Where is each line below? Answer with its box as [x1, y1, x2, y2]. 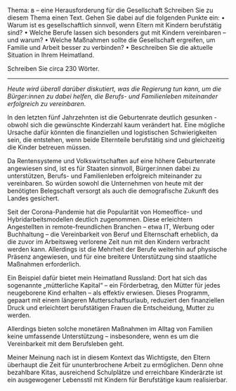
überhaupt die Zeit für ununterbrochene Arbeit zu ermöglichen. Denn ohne [7, 361, 223, 368]
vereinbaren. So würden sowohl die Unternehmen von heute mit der [7, 179, 204, 187]
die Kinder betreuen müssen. [7, 143, 91, 151]
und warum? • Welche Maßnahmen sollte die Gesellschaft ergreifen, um [7, 36, 216, 44]
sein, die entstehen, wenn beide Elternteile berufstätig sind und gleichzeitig [7, 136, 225, 143]
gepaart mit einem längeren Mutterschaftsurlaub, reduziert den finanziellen [7, 296, 225, 305]
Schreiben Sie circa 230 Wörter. [7, 65, 100, 72]
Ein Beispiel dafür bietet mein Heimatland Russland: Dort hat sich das [7, 274, 207, 282]
